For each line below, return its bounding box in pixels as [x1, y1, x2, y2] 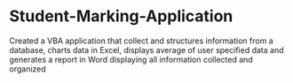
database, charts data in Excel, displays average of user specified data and [9, 44, 284, 55]
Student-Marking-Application [9, 6, 234, 26]
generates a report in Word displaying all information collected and [9, 54, 253, 64]
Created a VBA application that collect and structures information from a [9, 35, 273, 46]
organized [9, 64, 46, 74]
